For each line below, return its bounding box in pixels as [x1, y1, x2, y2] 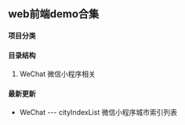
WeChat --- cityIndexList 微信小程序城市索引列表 [19, 108, 178, 117]
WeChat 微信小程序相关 [19, 69, 96, 79]
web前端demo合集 [8, 7, 100, 21]
